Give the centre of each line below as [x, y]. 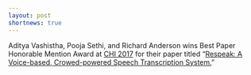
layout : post [30, 15]
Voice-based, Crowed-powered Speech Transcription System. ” [112, 62]
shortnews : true [35, 23]
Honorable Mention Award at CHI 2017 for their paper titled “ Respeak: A [125, 54]
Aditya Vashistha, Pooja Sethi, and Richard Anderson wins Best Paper [122, 45]
